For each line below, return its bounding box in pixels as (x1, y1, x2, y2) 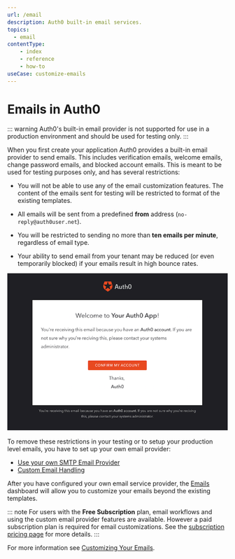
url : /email (7, 11, 42, 18)
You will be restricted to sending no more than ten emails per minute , (17, 231, 218, 239)
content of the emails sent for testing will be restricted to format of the (17, 189, 220, 197)
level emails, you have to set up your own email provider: (7, 445, 171, 453)
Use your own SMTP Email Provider (17, 458, 120, 467)
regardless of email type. (17, 238, 90, 246)
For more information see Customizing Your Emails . (7, 544, 155, 552)
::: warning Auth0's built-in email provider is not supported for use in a (7, 125, 210, 133)
